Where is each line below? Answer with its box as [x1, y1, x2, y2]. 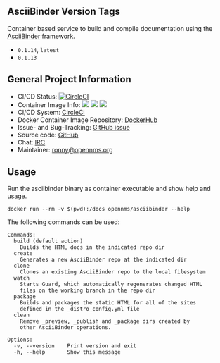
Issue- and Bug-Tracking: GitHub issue [17, 123, 130, 131]
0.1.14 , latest [17, 45, 60, 54]
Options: [7, 336, 33, 344]
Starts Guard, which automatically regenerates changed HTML [20, 281, 202, 288]
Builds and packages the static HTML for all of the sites [20, 300, 197, 307]
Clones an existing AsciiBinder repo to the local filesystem [20, 269, 206, 276]
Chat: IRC [17, 137, 46, 147]
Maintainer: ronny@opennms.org [17, 145, 114, 154]
